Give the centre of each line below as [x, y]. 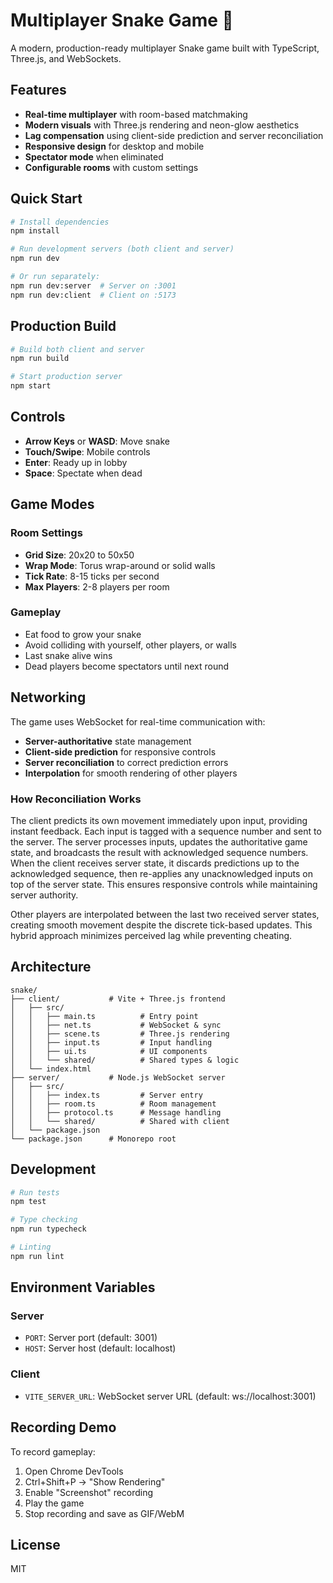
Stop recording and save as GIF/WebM [104, 1513]
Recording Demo [63, 1427]
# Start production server [66, 377]
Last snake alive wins [68, 655]
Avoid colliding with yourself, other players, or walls [130, 645]
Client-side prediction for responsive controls [120, 751]
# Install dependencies [60, 222]
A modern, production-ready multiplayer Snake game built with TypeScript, [165, 48]
